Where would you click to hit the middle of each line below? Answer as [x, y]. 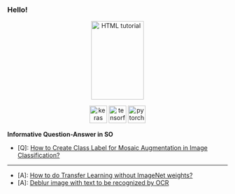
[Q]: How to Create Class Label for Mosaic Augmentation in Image [112, 148]
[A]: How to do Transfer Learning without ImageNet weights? [105, 175]
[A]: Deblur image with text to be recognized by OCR [93, 183]
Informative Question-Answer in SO [60, 135]
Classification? [38, 156]
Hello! [17, 10]
